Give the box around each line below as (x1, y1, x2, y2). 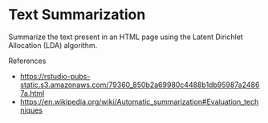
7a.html (19, 88, 45, 97)
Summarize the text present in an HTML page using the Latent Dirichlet (8, 32, 243, 42)
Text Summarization (8, 6, 146, 24)
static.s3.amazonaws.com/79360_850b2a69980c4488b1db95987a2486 (19, 80, 260, 89)
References (8, 56, 47, 65)
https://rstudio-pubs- (19, 71, 91, 81)
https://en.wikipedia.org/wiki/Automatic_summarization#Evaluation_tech (19, 97, 259, 106)
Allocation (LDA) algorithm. (8, 40, 98, 50)
